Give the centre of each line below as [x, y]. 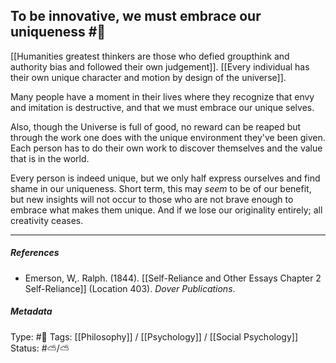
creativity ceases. [47, 220]
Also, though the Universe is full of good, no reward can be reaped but [156, 126]
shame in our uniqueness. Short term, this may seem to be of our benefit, [161, 188]
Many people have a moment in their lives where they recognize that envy [162, 96]
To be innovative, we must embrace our [136, 16]
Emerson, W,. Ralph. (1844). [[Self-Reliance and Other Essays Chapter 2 [173, 278]
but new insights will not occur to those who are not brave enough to [152, 199]
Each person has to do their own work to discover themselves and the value [166, 148]
